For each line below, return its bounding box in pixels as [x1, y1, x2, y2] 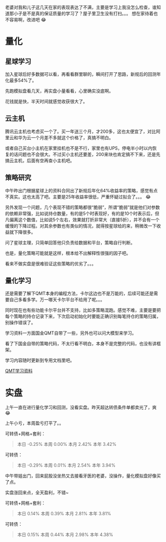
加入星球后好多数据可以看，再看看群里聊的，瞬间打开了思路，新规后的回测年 [5, 71, 161, 77]
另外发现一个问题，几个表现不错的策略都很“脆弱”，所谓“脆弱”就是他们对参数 [5, 204, 160, 210]
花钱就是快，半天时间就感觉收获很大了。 [5, 99, 87, 104]
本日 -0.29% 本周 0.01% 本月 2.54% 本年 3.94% [17, 462, 116, 468]
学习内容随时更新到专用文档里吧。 [5, 357, 75, 363]
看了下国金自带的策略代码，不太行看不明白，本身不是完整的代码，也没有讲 [5, 341, 157, 347]
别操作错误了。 [5, 320, 36, 325]
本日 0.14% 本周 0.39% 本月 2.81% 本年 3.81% [17, 511, 111, 517]
